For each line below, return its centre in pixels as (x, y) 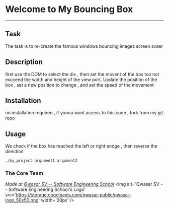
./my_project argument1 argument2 (41, 161)
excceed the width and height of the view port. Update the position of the (81, 80)
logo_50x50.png (22, 200)
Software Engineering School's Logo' (47, 189)
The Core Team (24, 173)
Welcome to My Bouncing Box (69, 9)
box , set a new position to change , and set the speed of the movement (80, 85)
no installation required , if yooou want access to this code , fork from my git (84, 113)
